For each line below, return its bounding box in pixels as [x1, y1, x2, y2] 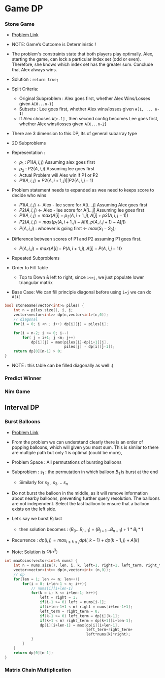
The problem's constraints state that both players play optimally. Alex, [11, 51, 154, 57]
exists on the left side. [11, 506, 57, 512]
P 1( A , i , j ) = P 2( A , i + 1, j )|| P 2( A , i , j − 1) [19, 178, 94, 184]
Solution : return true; [11, 76, 59, 82]
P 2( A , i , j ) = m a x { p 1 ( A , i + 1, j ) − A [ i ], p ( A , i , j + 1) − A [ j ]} [19, 219, 126, 226]
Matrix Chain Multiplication [4, 667, 71, 674]
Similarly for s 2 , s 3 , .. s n [19, 480, 68, 486]
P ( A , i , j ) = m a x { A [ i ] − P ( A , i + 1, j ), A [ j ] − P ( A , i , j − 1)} [19, 245, 123, 251]
